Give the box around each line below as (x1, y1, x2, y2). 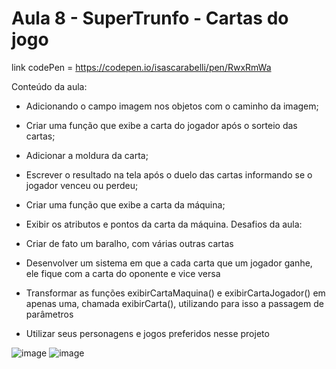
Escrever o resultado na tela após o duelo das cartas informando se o (25, 168, 313, 181)
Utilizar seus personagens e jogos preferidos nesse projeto (25, 327, 270, 339)
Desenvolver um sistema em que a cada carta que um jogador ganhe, (25, 257, 313, 269)
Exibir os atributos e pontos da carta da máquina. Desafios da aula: (25, 218, 303, 230)
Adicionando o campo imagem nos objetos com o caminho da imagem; (25, 100, 319, 112)
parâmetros (25, 308, 74, 320)
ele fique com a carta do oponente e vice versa (25, 267, 221, 279)
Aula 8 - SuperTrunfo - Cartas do (11, 7, 289, 30)
